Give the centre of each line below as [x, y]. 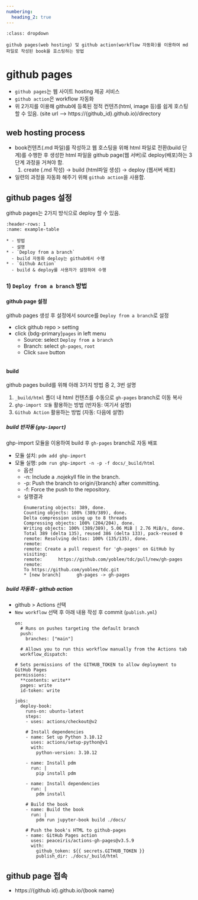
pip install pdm [56, 773]
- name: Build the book [55, 810]
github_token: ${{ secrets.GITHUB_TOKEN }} [90, 851]
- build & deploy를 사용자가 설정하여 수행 [59, 270]
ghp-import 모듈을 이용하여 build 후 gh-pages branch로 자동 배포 [82, 443]
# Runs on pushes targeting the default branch [80, 629]
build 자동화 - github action [39, 588]
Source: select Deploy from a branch [68, 340]
